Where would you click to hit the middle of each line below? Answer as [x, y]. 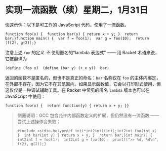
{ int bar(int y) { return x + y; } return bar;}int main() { [85, 135]
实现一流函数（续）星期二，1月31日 [77, 10]
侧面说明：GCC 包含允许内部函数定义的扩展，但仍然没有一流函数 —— [88, 115]
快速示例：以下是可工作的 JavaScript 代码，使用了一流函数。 [67, 25]
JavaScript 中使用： [25, 96]
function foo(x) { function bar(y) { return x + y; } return [72, 34]
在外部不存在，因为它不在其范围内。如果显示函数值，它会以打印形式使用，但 [83, 84]
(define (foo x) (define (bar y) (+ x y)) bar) [57, 68]
